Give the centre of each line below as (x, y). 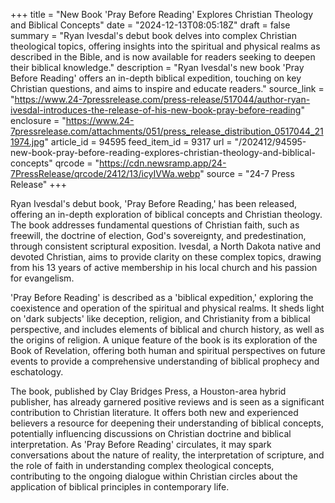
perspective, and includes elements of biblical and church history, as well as (167, 329)
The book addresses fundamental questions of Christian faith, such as (155, 225)
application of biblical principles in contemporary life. (120, 487)
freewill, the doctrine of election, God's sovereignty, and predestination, (158, 235)
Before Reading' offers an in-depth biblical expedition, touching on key (156, 78)
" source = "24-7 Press (247, 173)
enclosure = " (38, 120)
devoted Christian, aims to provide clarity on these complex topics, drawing (166, 257)
